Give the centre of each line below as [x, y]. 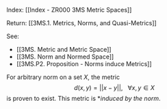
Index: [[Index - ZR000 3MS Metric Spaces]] [69, 10]
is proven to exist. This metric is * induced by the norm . [84, 98]
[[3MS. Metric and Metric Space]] [64, 49]
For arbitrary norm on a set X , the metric [63, 77]
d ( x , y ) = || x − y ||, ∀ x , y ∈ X [114, 88]
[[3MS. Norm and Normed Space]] [65, 57]
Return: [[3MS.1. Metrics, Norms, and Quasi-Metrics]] [81, 23]
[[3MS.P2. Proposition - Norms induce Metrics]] [84, 64]
